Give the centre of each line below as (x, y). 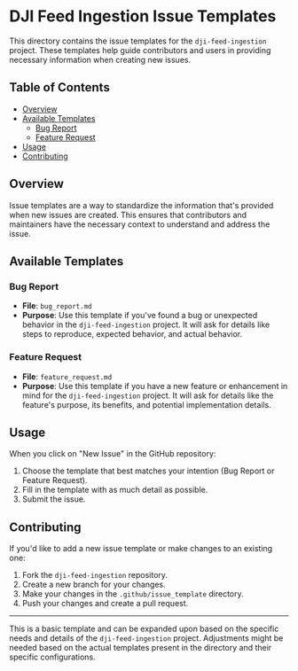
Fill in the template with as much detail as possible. (115, 490)
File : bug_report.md (57, 306)
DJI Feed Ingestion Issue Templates (143, 16)
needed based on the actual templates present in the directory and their (141, 648)
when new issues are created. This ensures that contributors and (128, 215)
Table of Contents (60, 87)
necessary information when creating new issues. (100, 59)
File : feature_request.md (67, 376)
